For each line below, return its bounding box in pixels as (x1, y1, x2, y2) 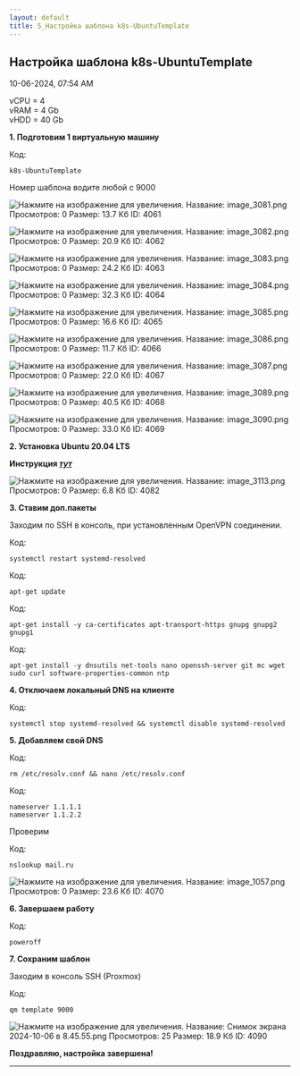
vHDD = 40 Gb (9, 114, 64, 125)
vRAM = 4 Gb (9, 105, 60, 116)
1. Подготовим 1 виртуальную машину (9, 131, 160, 143)
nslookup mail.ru (9, 860, 74, 870)
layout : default (9, 13, 70, 22)
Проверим (9, 826, 50, 837)
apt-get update (9, 588, 66, 597)
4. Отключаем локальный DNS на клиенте (9, 685, 175, 696)
